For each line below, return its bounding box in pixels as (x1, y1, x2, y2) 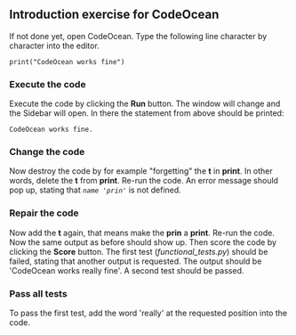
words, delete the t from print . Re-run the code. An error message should (9, 176, 278, 186)
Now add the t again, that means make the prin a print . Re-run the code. (9, 227, 276, 238)
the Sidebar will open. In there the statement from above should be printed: (9, 108, 284, 118)
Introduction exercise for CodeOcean (9, 7, 220, 22)
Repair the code (9, 207, 79, 219)
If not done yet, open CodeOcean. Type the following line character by (9, 30, 268, 41)
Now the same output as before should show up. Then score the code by (9, 236, 277, 248)
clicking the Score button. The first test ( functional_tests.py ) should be (9, 246, 268, 257)
